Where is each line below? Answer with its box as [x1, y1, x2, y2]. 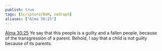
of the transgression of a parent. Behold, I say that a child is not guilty [5, 35, 147, 41]
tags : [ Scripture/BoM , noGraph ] [5, 12, 72, 17]
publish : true [5, 7, 35, 12]
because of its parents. [5, 41, 53, 47]
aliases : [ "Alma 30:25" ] [5, 16, 56, 21]
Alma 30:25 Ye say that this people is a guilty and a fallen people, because [5, 30, 158, 36]
